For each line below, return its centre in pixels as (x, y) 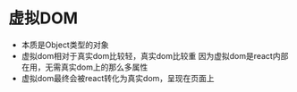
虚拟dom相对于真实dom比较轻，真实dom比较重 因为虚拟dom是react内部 (155, 55)
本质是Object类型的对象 (65, 45)
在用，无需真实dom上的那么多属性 (85, 67)
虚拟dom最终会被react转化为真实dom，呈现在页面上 (118, 78)
